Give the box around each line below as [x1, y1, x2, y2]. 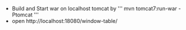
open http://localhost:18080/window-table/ [11, 18, 118, 24]
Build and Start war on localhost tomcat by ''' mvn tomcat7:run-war [11, 5, 177, 12]
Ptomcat [11, 11, 33, 18]
